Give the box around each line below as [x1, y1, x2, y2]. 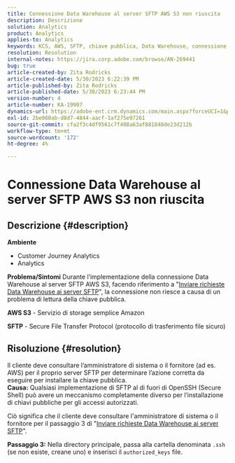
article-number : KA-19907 [7, 102, 83, 109]
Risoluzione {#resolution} [7, 343, 122, 354]
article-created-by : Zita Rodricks [7, 69, 111, 76]
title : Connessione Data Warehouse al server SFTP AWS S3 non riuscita [7, 10, 220, 18]
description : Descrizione [7, 17, 83, 24]
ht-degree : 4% [7, 141, 49, 148]
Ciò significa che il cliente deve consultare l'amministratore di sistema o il [7, 411, 219, 420]
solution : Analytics [7, 23, 68, 30]
